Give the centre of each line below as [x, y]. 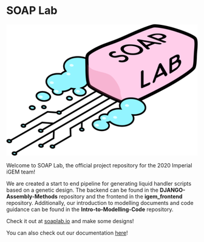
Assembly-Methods [32, 197]
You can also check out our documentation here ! [67, 233]
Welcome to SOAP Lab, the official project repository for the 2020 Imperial [99, 166]
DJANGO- [173, 190]
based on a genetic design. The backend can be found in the [83, 190]
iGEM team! [21, 172]
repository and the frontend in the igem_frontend [121, 197]
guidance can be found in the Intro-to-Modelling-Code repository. [90, 209]
